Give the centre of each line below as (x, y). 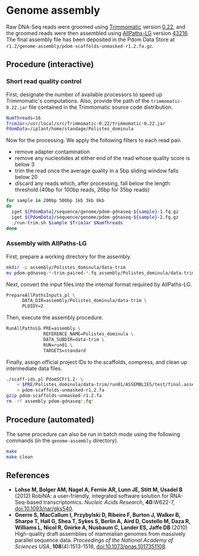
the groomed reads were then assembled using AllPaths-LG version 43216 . (98, 33)
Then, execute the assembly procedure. (55, 318)
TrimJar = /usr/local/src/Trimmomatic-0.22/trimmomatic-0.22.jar (86, 123)
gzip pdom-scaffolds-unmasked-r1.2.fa (54, 396)
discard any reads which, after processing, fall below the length (92, 183)
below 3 (25, 165)
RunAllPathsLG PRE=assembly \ (44, 329)
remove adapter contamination (52, 152)
